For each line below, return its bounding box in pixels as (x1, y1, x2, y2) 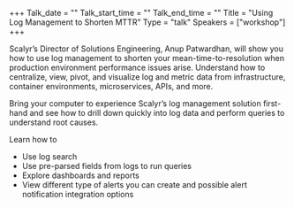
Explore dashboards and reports (21, 170, 139, 181)
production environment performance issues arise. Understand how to (9, 62, 266, 73)
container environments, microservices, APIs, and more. (9, 81, 214, 91)
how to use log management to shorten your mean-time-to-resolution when (9, 53, 285, 63)
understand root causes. (9, 117, 99, 127)
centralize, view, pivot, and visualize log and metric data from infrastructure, (9, 72, 286, 82)
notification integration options (21, 189, 134, 199)
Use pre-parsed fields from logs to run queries (21, 161, 192, 171)
